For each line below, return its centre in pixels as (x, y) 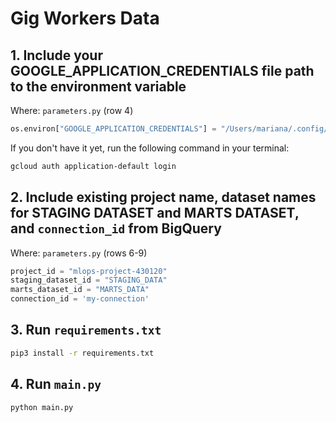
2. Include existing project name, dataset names (163, 197)
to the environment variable (98, 86)
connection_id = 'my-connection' (80, 299)
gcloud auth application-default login (93, 166)
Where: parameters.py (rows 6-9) (79, 253)
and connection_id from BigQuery (116, 228)
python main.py (42, 407)
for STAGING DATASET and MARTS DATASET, (155, 213)
